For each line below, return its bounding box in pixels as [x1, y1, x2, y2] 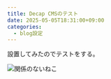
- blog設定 [13, 29, 43, 37]
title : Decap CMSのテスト [7, 10, 79, 17]
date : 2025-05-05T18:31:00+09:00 [7, 17, 105, 24]
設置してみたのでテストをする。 [7, 50, 99, 58]
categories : [7, 23, 42, 30]
